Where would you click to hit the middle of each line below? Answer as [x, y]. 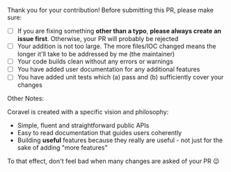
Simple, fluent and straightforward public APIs [83, 125]
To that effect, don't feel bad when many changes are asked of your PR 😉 [113, 161]
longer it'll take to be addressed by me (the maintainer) [96, 54]
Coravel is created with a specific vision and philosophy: [88, 112]
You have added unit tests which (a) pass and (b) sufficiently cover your [120, 77]
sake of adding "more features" [62, 148]
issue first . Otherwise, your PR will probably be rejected [98, 39]
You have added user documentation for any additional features [109, 70]
